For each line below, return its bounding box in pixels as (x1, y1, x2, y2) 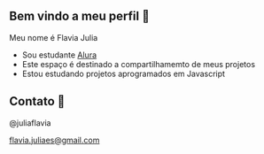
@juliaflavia (9, 117, 51, 128)
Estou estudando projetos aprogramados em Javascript (21, 68, 226, 79)
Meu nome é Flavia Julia (9, 32, 98, 42)
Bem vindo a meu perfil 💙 (9, 9, 151, 24)
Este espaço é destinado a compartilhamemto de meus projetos (21, 58, 255, 69)
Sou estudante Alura (21, 50, 97, 60)
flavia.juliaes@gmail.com (9, 135, 100, 145)
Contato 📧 (9, 94, 66, 109)
